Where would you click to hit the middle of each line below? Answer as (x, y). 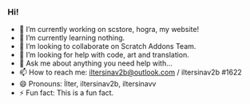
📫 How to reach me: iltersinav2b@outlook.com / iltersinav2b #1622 (130, 72)
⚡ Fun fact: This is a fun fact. (66, 93)
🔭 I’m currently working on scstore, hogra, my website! (109, 30)
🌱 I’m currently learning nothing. (72, 38)
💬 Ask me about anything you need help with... (96, 63)
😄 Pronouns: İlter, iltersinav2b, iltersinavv (87, 84)
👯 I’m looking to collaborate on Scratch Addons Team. (107, 46)
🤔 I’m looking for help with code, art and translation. (104, 55)
